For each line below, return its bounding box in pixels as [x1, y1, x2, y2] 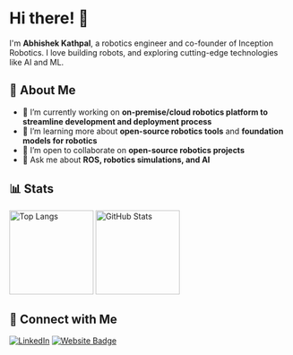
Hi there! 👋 [9, 8, 90, 29]
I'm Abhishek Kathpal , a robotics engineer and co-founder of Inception [9, 38, 273, 48]
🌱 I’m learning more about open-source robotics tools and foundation [22, 126, 284, 136]
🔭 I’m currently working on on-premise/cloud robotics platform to [22, 107, 269, 117]
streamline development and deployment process [22, 116, 212, 126]
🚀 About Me [9, 82, 76, 98]
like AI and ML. [9, 56, 65, 67]
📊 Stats [9, 181, 55, 196]
